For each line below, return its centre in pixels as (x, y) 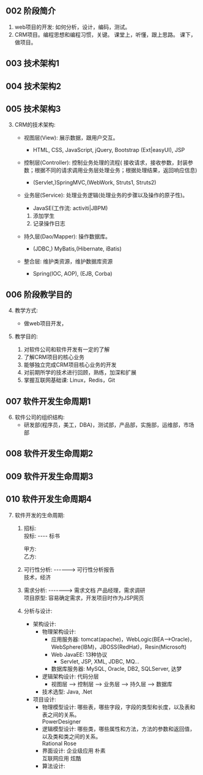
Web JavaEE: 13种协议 (79, 654)
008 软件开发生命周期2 (50, 454)
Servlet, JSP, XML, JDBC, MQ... (100, 661)
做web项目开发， (45, 323)
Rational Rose (59, 743)
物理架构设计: (59, 631)
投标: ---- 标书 (42, 535)
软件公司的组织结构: (39, 417)
